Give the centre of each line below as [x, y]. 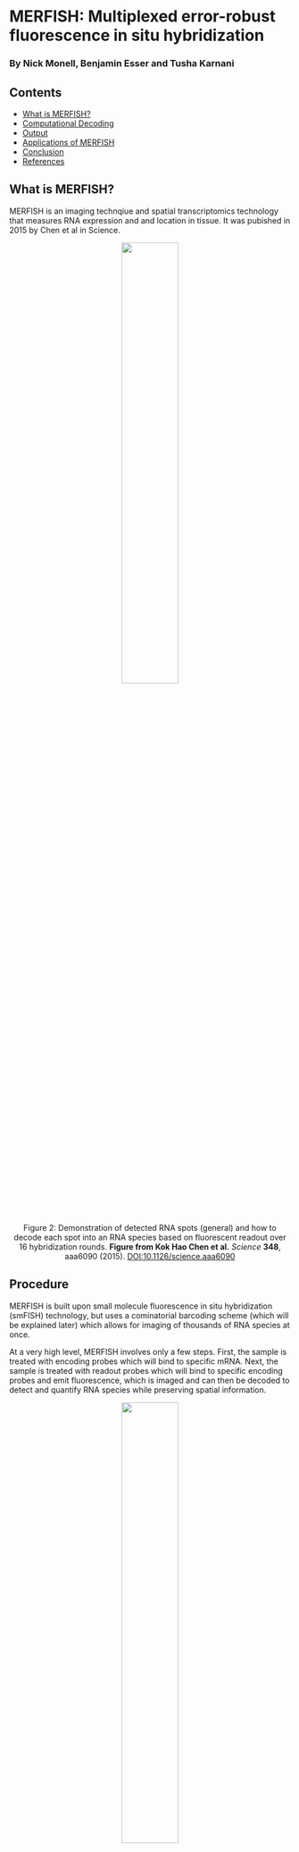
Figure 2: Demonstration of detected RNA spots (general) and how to [150, 1227]
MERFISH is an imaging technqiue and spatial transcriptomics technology [144, 211]
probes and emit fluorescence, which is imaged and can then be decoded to [149, 1380]
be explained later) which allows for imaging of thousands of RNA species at [149, 1325]
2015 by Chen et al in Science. [65, 230]
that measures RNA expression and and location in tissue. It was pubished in [150, 220]
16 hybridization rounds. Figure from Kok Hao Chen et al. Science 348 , [150, 1246]
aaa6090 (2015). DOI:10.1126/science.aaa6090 [150, 1256]
